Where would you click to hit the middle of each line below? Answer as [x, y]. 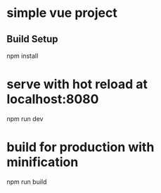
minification [43, 162]
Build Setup [32, 39]
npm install [22, 56]
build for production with [80, 148]
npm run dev [25, 118]
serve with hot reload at [77, 84]
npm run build [27, 182]
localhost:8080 [53, 99]
